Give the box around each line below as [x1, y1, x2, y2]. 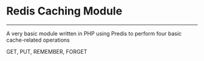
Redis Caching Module [6, 4, 123, 18]
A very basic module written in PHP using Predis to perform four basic [6, 30, 182, 37]
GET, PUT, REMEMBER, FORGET [6, 48, 87, 55]
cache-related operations [6, 36, 70, 43]
